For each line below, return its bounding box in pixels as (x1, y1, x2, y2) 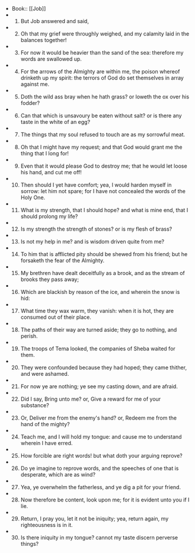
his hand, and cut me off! (20, 169, 82, 175)
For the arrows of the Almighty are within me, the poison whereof (20, 68, 180, 75)
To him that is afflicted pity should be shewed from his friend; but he (20, 251, 188, 257)
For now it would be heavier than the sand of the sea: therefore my (20, 49, 184, 56)
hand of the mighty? (20, 421, 70, 427)
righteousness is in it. (20, 522, 73, 528)
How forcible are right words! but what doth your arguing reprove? (20, 452, 183, 459)
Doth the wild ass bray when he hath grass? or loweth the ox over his (20, 93, 190, 100)
